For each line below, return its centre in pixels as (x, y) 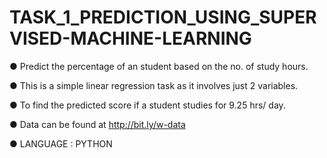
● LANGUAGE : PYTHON (61, 143)
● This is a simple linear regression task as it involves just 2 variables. (154, 85)
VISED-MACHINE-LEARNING (130, 38)
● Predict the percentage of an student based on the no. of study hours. (159, 66)
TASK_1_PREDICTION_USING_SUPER (163, 17)
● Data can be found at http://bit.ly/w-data (97, 124)
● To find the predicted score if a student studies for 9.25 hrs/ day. (147, 105)
